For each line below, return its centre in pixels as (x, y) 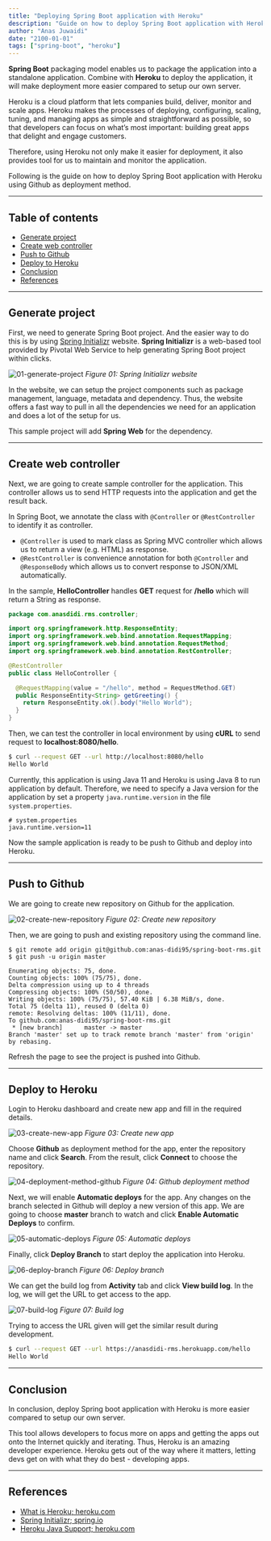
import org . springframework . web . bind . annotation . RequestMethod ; (119, 644)
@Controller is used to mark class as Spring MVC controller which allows (141, 540)
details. (21, 1117)
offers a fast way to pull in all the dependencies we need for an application (132, 407)
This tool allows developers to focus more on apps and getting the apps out (134, 1433)
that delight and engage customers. (67, 136)
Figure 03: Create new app (129, 1134)
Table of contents (53, 218)
